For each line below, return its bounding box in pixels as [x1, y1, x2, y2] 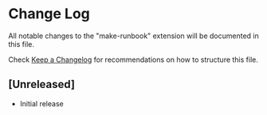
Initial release [19, 98, 64, 108]
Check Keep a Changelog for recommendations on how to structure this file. [8, 55, 259, 64]
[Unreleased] [8, 78, 76, 91]
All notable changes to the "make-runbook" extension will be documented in [8, 31, 259, 40]
